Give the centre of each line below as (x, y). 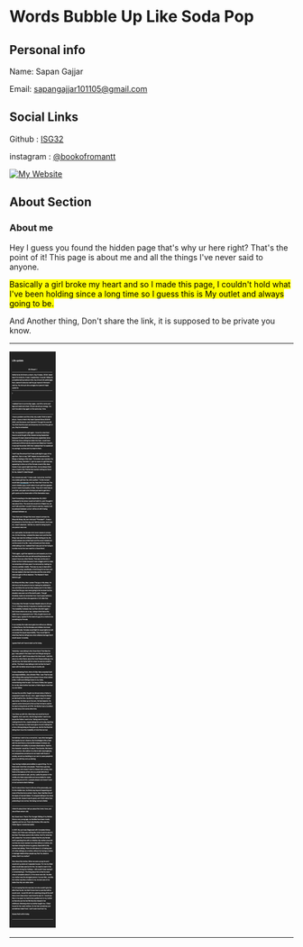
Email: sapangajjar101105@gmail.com (78, 89)
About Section (50, 202)
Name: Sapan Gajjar (46, 71)
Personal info (47, 50)
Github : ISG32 (37, 139)
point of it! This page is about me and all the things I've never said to (136, 257)
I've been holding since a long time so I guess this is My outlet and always (147, 294)
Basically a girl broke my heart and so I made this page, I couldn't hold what (150, 284)
